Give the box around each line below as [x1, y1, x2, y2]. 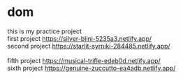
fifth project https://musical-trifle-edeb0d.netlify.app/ [7, 56, 161, 64]
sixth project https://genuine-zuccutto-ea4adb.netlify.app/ [7, 64, 176, 72]
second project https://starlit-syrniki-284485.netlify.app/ [7, 42, 170, 50]
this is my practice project [7, 27, 82, 35]
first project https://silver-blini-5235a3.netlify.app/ [7, 34, 152, 42]
